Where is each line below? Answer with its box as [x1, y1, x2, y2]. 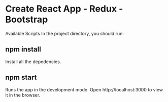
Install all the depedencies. [5, 59, 61, 65]
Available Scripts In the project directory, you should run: [5, 30, 124, 36]
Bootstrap [5, 14, 48, 25]
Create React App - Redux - [5, 3, 123, 15]
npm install [5, 45, 42, 54]
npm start [5, 73, 37, 82]
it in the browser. [5, 92, 41, 98]
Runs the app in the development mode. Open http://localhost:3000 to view [5, 86, 163, 92]
